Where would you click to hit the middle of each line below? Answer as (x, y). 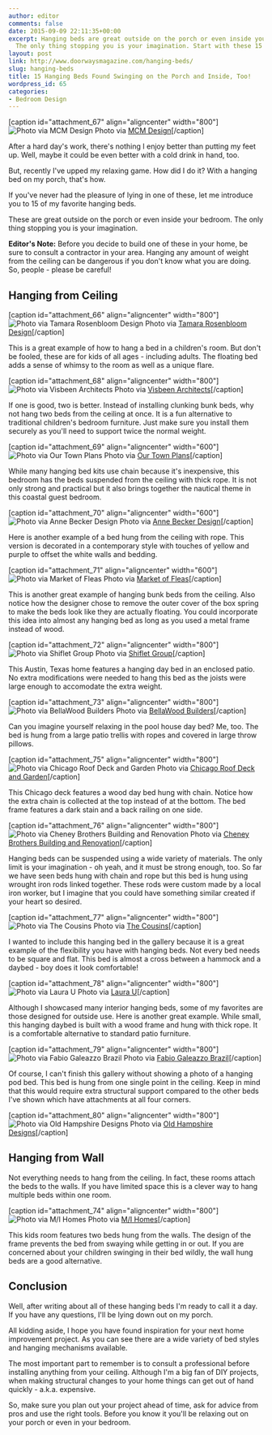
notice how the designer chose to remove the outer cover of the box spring (134, 603)
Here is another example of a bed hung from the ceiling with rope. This (126, 538)
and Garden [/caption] (45, 777)
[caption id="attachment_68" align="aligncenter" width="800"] (114, 381)
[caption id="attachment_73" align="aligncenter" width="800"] (114, 702)
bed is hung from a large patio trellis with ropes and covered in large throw (133, 735)
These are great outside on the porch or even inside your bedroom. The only (136, 219)
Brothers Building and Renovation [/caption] (80, 843)
